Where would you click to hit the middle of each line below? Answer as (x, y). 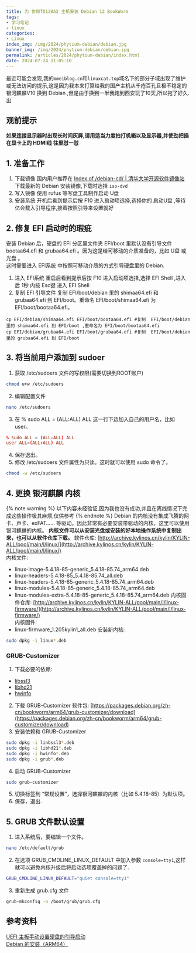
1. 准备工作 (25, 163)
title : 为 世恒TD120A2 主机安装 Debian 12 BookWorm (67, 11)
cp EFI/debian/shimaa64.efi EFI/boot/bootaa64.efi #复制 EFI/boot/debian (98, 319)
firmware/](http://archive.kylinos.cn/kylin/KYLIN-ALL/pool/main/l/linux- (100, 609)
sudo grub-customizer (32, 782)
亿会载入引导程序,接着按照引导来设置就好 (64, 208)
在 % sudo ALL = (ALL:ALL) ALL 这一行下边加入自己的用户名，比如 (95, 419)
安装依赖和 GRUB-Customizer (50, 732)
